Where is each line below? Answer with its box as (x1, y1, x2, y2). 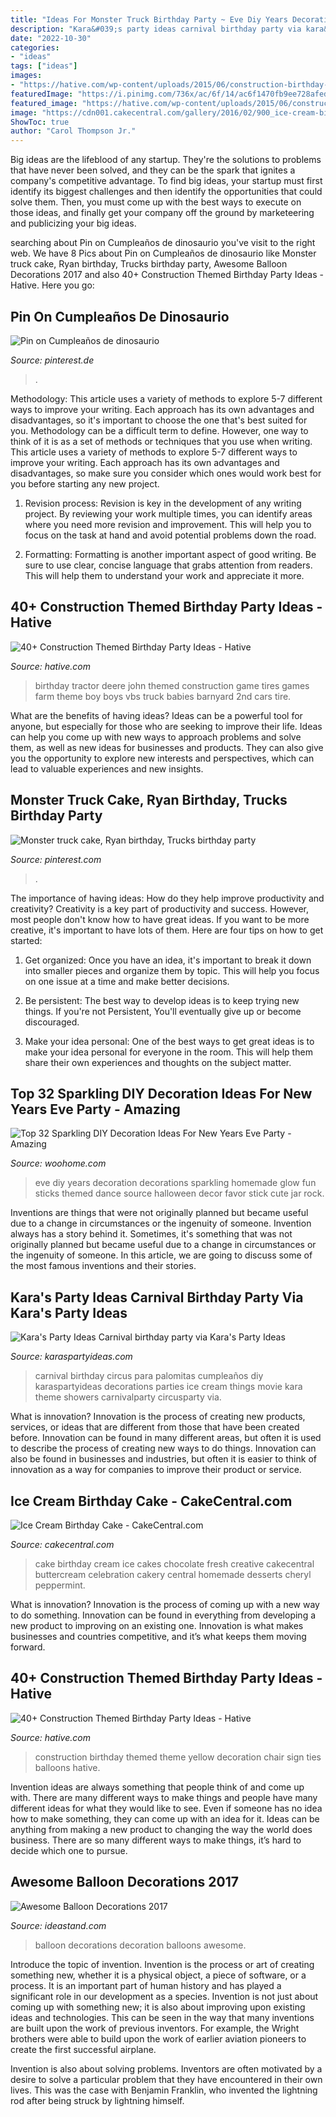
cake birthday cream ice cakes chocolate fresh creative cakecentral (34, 1558, 315, 1570)
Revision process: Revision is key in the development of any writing (24, 497, 302, 509)
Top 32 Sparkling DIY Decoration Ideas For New (10, 1085, 313, 1102)
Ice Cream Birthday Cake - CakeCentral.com (10, 1492, 293, 1510)
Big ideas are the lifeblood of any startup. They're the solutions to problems (10, 154, 322, 166)
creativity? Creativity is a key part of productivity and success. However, (10, 902, 310, 915)
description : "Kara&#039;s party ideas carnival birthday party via (10, 24, 302, 34)
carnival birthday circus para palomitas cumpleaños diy (34, 1370, 264, 1382)
